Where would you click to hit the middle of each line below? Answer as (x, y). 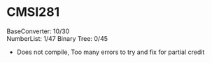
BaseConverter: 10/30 (38, 31)
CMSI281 (33, 12)
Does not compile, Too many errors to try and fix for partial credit (111, 52)
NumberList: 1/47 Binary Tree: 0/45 (57, 38)
